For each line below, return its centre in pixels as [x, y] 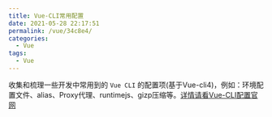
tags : [17, 53]
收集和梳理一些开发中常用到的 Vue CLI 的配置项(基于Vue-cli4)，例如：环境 [133, 85]
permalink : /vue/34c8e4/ [50, 31]
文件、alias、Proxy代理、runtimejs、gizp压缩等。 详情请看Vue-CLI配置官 [136, 94]
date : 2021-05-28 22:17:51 [54, 23]
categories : [28, 38]
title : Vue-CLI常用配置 [46, 16]
